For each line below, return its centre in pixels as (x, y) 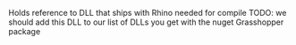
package (25, 31)
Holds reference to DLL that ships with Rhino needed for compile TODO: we (148, 13)
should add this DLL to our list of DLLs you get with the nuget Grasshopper (146, 22)
